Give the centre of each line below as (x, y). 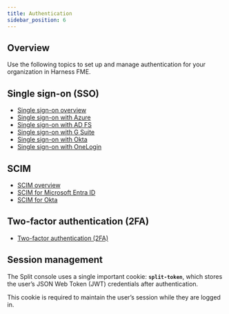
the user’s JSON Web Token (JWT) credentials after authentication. (103, 284)
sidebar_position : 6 (37, 20)
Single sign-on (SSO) (53, 94)
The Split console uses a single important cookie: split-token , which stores (115, 276)
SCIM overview (39, 185)
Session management (55, 260)
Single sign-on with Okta (52, 139)
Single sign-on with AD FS (54, 125)
